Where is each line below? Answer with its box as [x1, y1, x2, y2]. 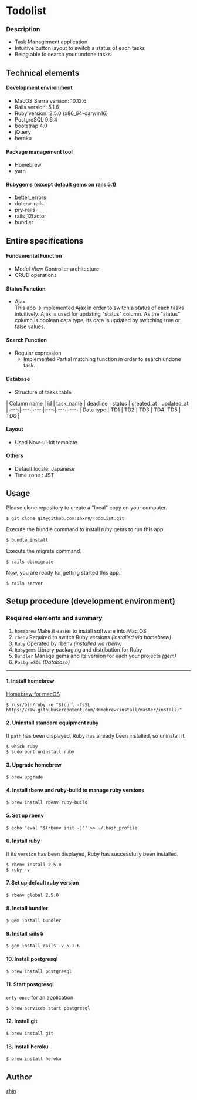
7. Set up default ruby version [6, 879, 79, 886]
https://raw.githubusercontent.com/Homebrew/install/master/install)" [6, 707, 182, 713]
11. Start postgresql [6, 981, 54, 988]
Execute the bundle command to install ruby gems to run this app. [6, 525, 165, 532]
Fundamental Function [6, 252, 63, 259]
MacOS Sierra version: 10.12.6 [14, 97, 87, 104]
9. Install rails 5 [6, 930, 44, 937]
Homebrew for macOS [6, 690, 60, 697]
